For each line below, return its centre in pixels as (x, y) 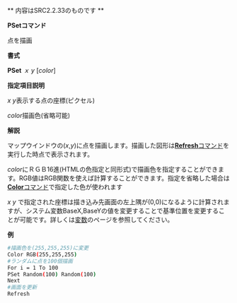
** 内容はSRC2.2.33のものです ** (56, 10)
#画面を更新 (22, 287)
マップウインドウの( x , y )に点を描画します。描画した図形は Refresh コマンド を (118, 145)
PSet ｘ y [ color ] (32, 70)
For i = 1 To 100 (33, 268)
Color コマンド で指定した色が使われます (65, 187)
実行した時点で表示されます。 (51, 154)
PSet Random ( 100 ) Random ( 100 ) (52, 274)
